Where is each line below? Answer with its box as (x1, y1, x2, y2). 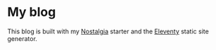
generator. (7, 34, 37, 42)
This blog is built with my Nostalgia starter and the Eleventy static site (7, 27, 209, 35)
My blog (7, 4, 56, 20)
